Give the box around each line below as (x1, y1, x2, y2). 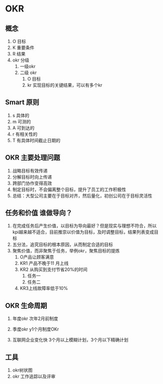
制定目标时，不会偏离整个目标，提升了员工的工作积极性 (12, 186, 126, 192)
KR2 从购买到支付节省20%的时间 (19, 266, 88, 272)
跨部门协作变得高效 (12, 180, 52, 186)
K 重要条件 (12, 44, 35, 50)
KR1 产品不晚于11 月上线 (19, 260, 69, 266)
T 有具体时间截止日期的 (12, 137, 61, 143)
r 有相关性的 (12, 131, 38, 137)
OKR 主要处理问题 (5, 153, 61, 162)
